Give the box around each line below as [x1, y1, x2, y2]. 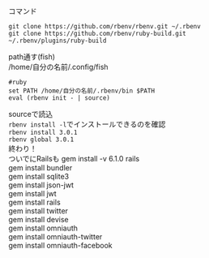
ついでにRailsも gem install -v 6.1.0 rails [8, 154, 140, 163]
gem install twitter [8, 206, 69, 216]
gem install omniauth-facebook [8, 241, 113, 250]
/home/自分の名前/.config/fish [8, 62, 109, 71]
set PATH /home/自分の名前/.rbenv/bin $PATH [8, 87, 156, 95]
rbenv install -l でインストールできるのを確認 [8, 119, 166, 129]
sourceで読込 [8, 110, 53, 118]
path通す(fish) [8, 52, 55, 62]
